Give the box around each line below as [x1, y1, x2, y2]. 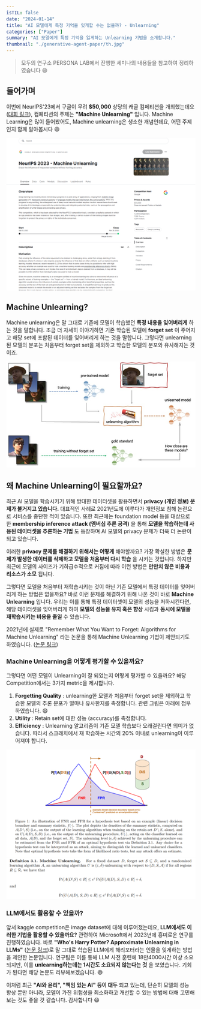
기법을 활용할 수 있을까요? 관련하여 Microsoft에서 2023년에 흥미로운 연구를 [17, 931, 194, 938]
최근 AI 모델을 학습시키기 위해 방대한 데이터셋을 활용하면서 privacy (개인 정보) [6, 498, 189, 505]
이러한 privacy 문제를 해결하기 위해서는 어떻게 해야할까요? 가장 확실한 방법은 [6, 547, 186, 555]
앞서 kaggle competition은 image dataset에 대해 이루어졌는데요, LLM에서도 [6, 924, 186, 931]
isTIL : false [6, 10, 39, 16]
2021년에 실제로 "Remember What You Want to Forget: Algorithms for [6, 625, 176, 632]
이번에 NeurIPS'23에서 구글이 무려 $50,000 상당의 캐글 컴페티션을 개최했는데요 [6, 103, 195, 110]
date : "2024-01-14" [6, 16, 55, 22]
